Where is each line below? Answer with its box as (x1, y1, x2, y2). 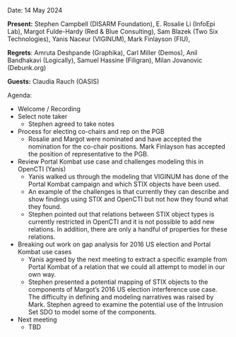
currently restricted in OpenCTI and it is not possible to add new (28, 217, 216, 226)
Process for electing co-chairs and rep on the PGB (17, 127, 165, 135)
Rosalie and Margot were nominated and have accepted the (28, 135, 202, 143)
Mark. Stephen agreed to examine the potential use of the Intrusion (28, 300, 224, 309)
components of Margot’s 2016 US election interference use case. (28, 285, 218, 293)
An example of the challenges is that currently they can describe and (28, 188, 230, 195)
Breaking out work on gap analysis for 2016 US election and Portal (17, 240, 211, 249)
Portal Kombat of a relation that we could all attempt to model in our (28, 263, 225, 271)
